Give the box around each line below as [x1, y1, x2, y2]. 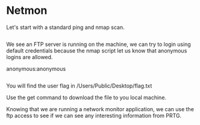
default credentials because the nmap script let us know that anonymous [6, 46, 187, 54]
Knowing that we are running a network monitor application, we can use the [6, 105, 195, 112]
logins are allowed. [6, 53, 53, 60]
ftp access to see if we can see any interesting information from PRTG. [6, 112, 182, 119]
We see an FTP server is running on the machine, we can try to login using [6, 40, 191, 48]
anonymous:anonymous [6, 65, 66, 72]
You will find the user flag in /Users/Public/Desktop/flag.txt [6, 82, 152, 89]
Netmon [6, 4, 48, 18]
